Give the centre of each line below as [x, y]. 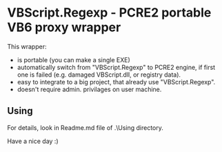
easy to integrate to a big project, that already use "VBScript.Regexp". [116, 82]
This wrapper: [27, 46]
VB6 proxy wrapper [64, 27]
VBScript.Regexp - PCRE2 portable [109, 13]
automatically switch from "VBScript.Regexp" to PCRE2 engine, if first [116, 67]
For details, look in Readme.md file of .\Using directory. [85, 127]
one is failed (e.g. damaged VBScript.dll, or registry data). [99, 75]
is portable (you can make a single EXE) [74, 59]
